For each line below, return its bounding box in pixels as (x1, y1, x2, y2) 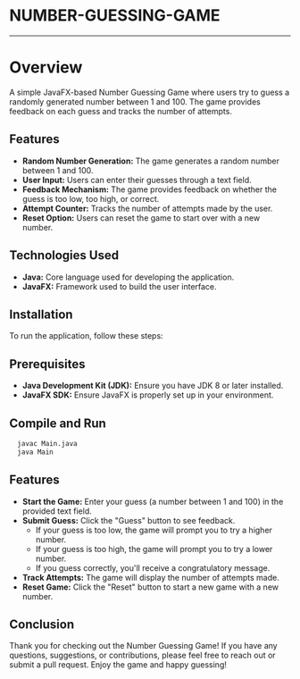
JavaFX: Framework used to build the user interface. (21, 281, 217, 291)
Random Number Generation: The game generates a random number (21, 155, 279, 166)
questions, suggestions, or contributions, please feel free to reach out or (9, 650, 276, 661)
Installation (9, 306, 73, 322)
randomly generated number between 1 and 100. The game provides (9, 96, 261, 107)
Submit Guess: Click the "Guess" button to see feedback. (21, 515, 236, 525)
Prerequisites (9, 356, 86, 372)
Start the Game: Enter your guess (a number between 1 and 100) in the (21, 496, 284, 507)
